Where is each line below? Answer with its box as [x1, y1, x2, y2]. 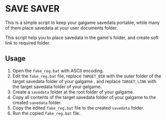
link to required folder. [5, 39, 51, 45]
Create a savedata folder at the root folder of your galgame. [12, 88, 135, 95]
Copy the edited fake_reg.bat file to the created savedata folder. [12, 104, 145, 110]
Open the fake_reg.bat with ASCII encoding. [12, 67, 104, 73]
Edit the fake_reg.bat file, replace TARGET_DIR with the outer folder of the [12, 73, 162, 79]
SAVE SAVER [5, 3, 60, 14]
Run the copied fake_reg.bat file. [12, 110, 81, 116]
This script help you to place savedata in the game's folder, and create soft [5, 34, 159, 40]
